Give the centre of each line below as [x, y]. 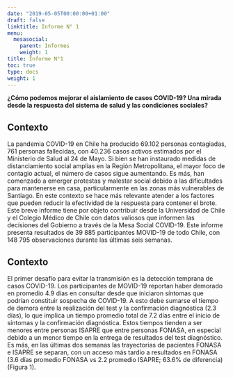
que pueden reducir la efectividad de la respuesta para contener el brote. [112, 203]
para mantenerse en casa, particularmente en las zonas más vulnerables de [116, 188]
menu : [15, 33]
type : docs [23, 72]
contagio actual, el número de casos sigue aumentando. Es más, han [106, 174]
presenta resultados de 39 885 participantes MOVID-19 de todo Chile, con [114, 233]
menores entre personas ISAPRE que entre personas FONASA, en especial [114, 330]
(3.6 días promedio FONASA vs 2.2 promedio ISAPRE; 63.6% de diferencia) [115, 360]
